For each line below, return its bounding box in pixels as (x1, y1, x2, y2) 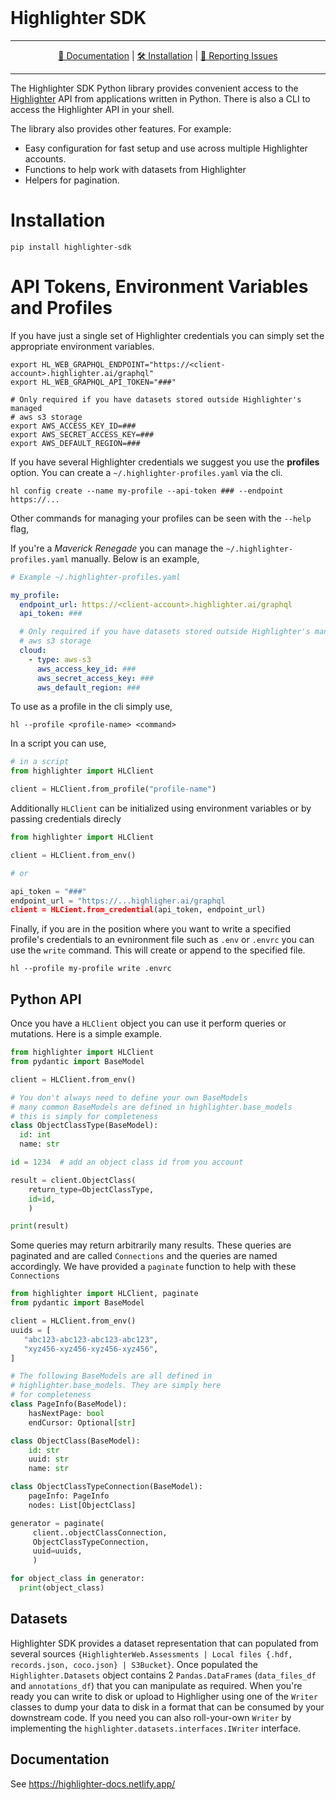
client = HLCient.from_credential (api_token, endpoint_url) (10, 905, 267, 915)
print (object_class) (19, 1583, 105, 1593)
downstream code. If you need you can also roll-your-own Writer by (10, 1711, 292, 1723)
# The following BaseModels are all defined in (10, 1371, 213, 1381)
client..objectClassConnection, (32, 1527, 168, 1538)
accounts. (24, 152, 67, 165)
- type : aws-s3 (28, 654, 92, 665)
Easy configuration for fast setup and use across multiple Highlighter (24, 142, 308, 154)
